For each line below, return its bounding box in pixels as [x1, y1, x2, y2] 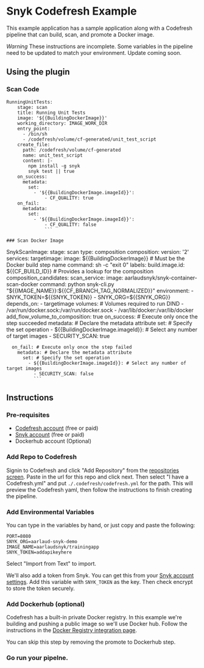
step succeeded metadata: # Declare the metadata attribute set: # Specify [6, 319, 193, 326]
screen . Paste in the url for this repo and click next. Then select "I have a [6, 473, 189, 480]
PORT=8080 [6, 533, 32, 540]
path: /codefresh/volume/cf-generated [22, 147, 121, 153]
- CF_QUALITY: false [44, 221, 97, 228]
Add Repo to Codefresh [6, 452, 77, 461]
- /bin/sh [22, 131, 47, 137]
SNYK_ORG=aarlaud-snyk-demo [6, 538, 78, 544]
